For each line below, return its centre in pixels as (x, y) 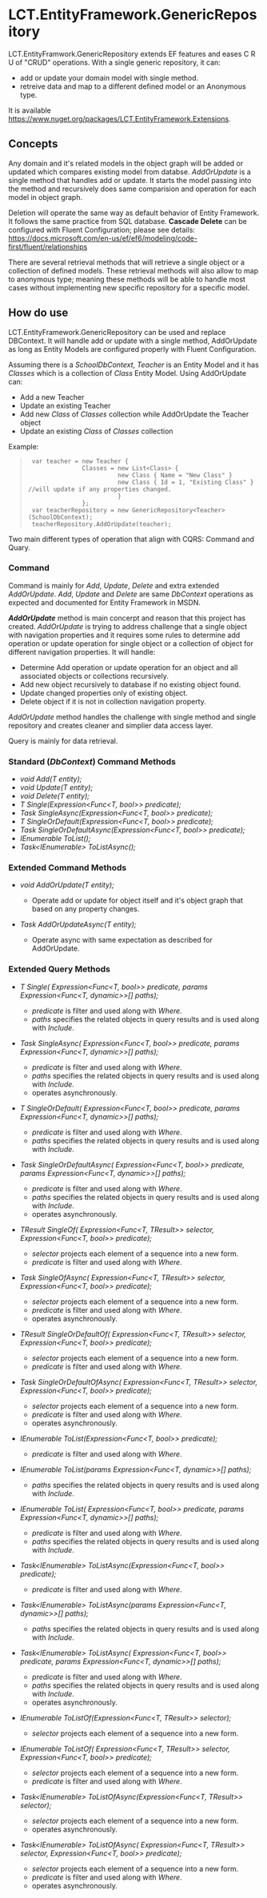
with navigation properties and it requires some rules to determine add (124, 635)
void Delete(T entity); (55, 796)
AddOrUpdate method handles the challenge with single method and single (132, 716)
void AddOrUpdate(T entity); (67, 885)
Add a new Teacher (52, 397)
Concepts (33, 144)
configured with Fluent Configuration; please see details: (102, 229)
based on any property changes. (86, 909)
